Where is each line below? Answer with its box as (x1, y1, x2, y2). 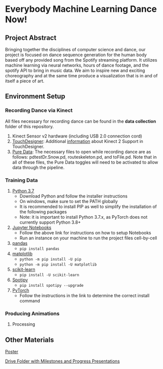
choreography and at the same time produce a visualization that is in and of (5, 73, 158, 78)
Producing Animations (5, 310, 60, 317)
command (19, 298, 40, 303)
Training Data (5, 176, 38, 183)
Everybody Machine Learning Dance (5, 3, 157, 15)
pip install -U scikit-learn (19, 272, 80, 277)
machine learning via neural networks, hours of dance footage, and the (5, 63, 149, 68)
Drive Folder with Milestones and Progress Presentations (5, 358, 120, 364)
